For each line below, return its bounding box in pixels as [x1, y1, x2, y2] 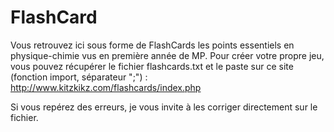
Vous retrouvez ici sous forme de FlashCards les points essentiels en [10, 39, 295, 51]
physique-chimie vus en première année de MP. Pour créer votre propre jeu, [10, 49, 325, 61]
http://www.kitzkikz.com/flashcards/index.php [10, 81, 202, 93]
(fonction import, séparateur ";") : [10, 71, 148, 83]
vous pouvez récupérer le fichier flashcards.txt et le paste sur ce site [10, 60, 294, 72]
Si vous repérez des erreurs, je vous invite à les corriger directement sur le [10, 101, 318, 113]
